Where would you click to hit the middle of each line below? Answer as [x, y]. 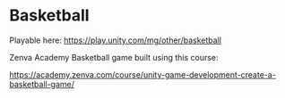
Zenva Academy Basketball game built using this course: [114, 57]
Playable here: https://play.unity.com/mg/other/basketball [116, 40]
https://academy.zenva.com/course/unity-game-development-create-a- [142, 74]
